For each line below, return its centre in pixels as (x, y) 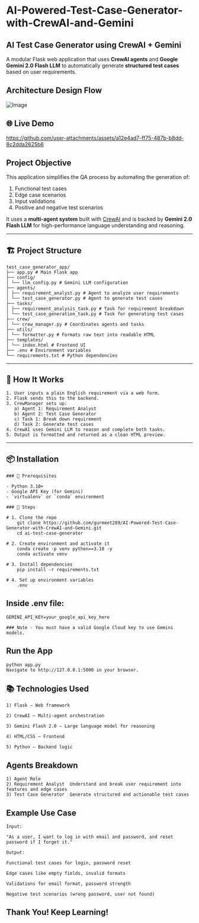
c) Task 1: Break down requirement (58, 419)
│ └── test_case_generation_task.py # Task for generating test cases (95, 314)
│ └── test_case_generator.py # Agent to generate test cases (84, 299)
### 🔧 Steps (21, 507)
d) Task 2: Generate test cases (54, 425)
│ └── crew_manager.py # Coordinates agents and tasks (75, 325)
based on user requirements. (41, 72)
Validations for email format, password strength (69, 884)
